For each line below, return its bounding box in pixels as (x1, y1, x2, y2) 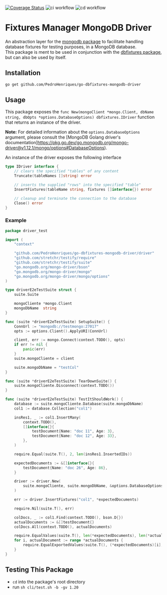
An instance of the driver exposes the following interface (5, 155, 122, 161)
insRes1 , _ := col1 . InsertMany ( (14, 415, 81, 420)
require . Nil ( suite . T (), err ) (14, 506, 75, 511)
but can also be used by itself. (5, 54, 67, 60)
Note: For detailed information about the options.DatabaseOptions (5, 129, 140, 135)
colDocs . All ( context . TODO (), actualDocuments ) (14, 524, 112, 529)
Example (5, 217, 27, 224)
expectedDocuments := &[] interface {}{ (14, 460, 94, 466)
